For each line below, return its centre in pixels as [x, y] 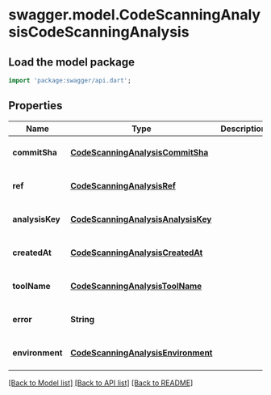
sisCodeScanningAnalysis [99, 32]
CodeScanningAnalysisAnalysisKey [141, 219]
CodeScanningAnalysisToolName [136, 286]
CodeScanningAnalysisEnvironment [142, 352]
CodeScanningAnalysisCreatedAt [137, 253]
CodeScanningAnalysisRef [123, 185]
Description [244, 129]
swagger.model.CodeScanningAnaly [134, 15]
